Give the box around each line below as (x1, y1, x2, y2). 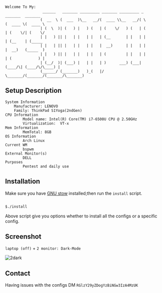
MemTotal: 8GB (23, 130, 52, 134)
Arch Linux (23, 138, 45, 143)
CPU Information (5, 112, 38, 117)
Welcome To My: (5, 4, 36, 9)
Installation (5, 177, 40, 186)
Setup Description (5, 86, 62, 95)
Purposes (5, 160, 23, 164)
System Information (5, 99, 45, 105)
